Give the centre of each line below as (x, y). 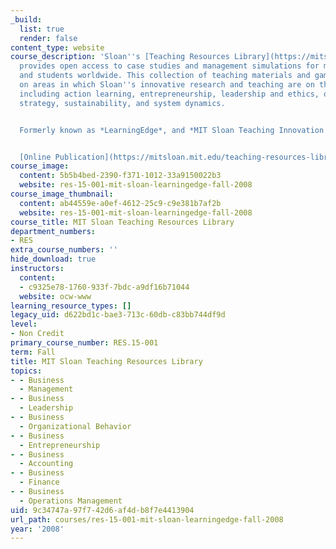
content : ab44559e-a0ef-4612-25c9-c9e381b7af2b (120, 203)
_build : (26, 19)
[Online (35, 157)
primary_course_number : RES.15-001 (84, 343)
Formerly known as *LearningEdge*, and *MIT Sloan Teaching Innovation (172, 130)
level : (24, 324)
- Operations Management (71, 501)
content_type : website (57, 47)
